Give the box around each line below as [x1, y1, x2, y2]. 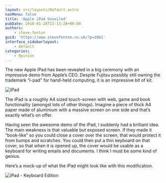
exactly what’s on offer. [5, 112, 53, 118]
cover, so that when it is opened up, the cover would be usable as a [5, 143, 143, 149]
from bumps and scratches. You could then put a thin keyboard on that [5, 137, 150, 143]
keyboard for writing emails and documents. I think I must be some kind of [5, 148, 158, 154]
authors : [5, 26, 23, 31]
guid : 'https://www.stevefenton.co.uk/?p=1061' [5, 35, 106, 40]
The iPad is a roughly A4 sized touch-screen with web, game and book [5, 96, 151, 102]
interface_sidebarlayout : [5, 40, 59, 45]
